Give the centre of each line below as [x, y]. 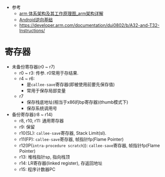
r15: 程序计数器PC [37, 169]
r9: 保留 [27, 127]
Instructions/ [32, 30]
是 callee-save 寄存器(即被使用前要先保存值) [71, 84]
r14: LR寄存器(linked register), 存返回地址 [61, 163]
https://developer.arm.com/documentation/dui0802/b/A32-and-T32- [89, 25]
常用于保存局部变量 [46, 90]
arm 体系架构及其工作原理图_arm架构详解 [61, 13]
